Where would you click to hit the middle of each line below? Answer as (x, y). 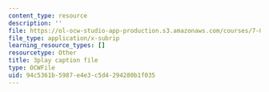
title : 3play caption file (53, 61)
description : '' (35, 23)
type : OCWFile (32, 68)
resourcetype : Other (43, 53)
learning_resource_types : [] (57, 46)
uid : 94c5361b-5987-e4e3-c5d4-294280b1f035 (82, 75)
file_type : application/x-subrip (64, 38)
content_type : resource (48, 16)
